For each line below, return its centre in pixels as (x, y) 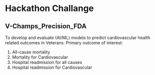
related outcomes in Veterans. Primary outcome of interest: (64, 43)
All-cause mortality (31, 52)
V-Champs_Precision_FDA (46, 26)
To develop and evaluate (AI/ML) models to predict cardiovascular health (78, 37)
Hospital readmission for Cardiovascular (52, 67)
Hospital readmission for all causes (47, 62)
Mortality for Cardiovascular (40, 57)
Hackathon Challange (49, 8)
